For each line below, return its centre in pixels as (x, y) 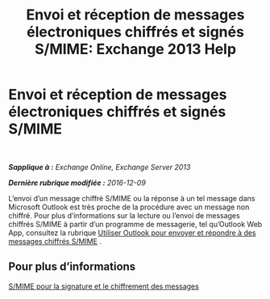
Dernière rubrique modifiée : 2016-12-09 (77, 183)
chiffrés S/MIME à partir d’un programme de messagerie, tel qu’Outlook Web (135, 224)
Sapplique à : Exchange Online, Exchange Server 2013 (100, 166)
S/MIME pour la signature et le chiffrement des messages (104, 286)
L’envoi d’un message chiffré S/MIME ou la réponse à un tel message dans (132, 198)
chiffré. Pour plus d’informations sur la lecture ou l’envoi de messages (124, 215)
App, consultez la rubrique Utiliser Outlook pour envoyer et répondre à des (132, 233)
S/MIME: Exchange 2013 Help (135, 49)
